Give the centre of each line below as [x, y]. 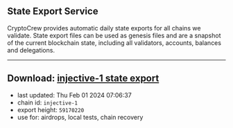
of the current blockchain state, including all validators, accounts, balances [114, 43]
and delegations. [31, 50]
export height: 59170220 [51, 109]
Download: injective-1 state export [83, 79]
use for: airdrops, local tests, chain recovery [80, 117]
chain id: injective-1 [48, 102]
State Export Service [53, 11]
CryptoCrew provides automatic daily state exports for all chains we [104, 28]
